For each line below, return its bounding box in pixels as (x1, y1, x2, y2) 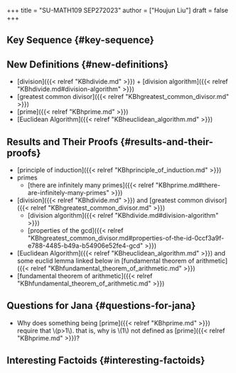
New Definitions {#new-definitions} (6, 58, 168, 70)
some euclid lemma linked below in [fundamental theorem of (16, 256, 195, 266)
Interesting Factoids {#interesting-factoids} (6, 354, 205, 367)
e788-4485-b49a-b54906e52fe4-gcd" (27, 241, 144, 250)
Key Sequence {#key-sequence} (6, 34, 154, 46)
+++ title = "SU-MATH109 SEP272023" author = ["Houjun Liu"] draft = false (6, 6, 229, 14)
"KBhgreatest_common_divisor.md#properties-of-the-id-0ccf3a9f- (27, 234, 225, 243)
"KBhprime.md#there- (155, 181, 221, 189)
